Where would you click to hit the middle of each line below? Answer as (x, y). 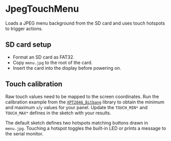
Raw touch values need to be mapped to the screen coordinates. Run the (82, 96)
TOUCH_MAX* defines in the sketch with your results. (58, 113)
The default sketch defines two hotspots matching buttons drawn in (77, 123)
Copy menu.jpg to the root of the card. (52, 63)
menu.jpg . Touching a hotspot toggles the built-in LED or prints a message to (86, 128)
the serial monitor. (24, 133)
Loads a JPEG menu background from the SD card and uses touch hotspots (85, 23)
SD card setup (28, 45)
